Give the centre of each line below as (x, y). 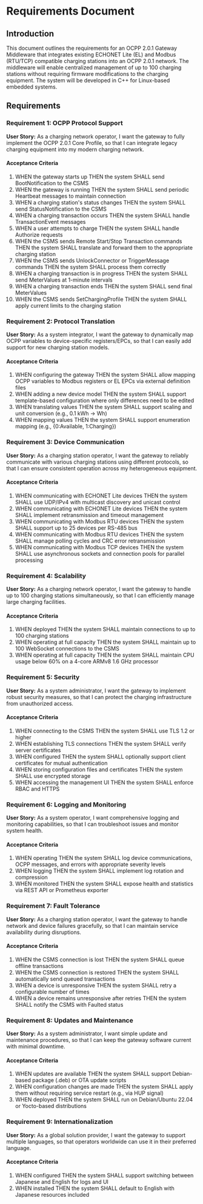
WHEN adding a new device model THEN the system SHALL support (101, 394)
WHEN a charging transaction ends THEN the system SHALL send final (104, 286)
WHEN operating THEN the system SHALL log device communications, (104, 858)
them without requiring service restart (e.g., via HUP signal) (89, 1093)
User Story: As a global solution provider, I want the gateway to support (96, 1135)
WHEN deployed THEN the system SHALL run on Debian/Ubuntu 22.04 (104, 1100)
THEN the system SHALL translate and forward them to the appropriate (104, 248)
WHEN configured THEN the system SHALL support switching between (104, 1175)
